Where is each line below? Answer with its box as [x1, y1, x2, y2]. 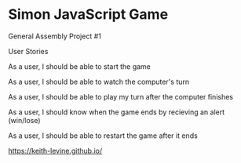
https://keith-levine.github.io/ [8, 146, 103, 155]
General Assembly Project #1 [8, 31, 102, 41]
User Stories [8, 46, 49, 56]
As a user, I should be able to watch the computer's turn [8, 77, 190, 86]
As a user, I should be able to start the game [8, 61, 152, 71]
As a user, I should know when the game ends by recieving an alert [8, 107, 225, 117]
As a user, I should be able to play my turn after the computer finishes [8, 92, 234, 101]
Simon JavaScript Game [8, 5, 169, 24]
